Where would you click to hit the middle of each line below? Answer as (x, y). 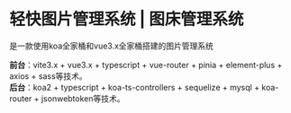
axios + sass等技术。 (48, 76)
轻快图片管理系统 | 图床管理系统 (127, 19)
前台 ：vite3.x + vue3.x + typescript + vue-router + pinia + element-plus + (146, 65)
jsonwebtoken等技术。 (83, 98)
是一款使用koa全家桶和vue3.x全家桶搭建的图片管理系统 (112, 46)
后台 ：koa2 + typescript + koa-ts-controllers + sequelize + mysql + (134, 87)
